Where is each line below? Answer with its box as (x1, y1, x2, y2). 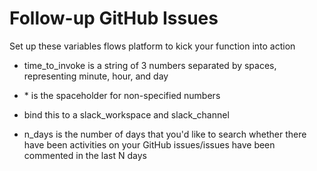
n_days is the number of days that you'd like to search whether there (23, 128, 307, 140)
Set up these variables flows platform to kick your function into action (9, 40, 296, 52)
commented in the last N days (23, 149, 147, 161)
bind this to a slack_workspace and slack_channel (23, 108, 230, 121)
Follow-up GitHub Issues (9, 7, 219, 30)
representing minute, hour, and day (23, 70, 169, 82)
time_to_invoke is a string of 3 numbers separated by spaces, (23, 59, 277, 71)
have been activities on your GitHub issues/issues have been (23, 138, 276, 151)
